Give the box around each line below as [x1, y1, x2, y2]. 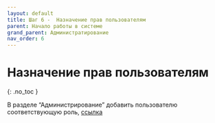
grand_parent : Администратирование [7, 29, 109, 36]
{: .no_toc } [7, 87, 38, 96]
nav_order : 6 [7, 36, 45, 42]
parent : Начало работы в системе [7, 23, 103, 29]
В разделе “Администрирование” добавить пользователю [7, 100, 178, 109]
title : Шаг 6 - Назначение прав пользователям [7, 16, 146, 23]
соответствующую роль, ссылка [7, 108, 103, 116]
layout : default [7, 10, 54, 17]
